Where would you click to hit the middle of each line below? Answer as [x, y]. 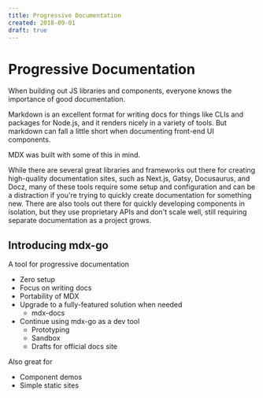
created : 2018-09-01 [42, 23]
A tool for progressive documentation [69, 264]
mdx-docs [48, 313]
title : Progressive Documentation [65, 15]
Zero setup [37, 280]
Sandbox [46, 338]
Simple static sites [49, 385]
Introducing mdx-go [58, 245]
